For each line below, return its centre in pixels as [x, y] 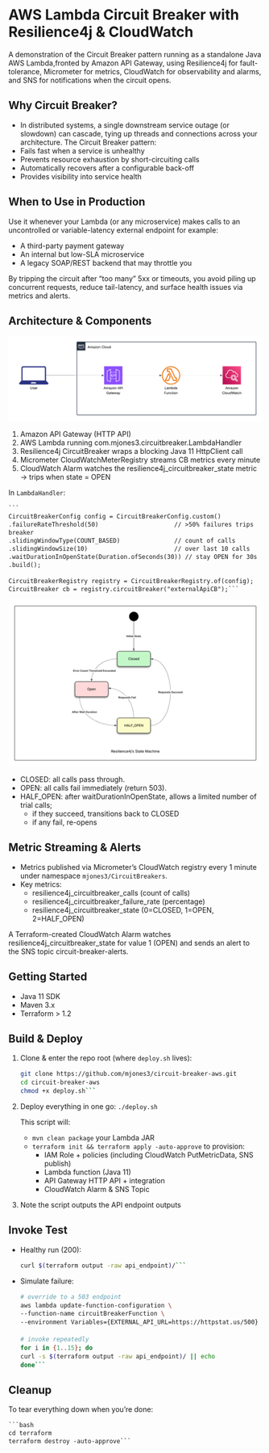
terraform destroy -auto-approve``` [70, 1442]
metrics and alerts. [39, 296]
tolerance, [25, 71]
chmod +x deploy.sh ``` [58, 1091]
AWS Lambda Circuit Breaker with [124, 15]
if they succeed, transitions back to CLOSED [106, 813]
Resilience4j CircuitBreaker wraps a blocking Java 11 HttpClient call [131, 451]
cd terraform [30, 1434]
